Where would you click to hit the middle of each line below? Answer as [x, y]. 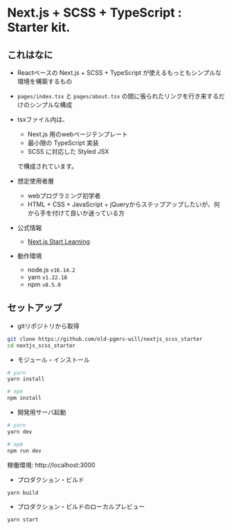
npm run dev [24, 451]
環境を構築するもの [45, 81]
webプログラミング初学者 [64, 196]
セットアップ [35, 308]
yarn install [26, 379]
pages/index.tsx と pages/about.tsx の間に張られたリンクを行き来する [118, 96]
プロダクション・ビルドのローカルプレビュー [81, 506]
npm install [24, 398]
